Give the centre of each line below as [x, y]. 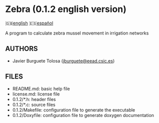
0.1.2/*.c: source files [34, 104]
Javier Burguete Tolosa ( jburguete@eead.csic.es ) [63, 60]
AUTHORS [22, 49]
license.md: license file [36, 94]
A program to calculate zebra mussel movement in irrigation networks [77, 33]
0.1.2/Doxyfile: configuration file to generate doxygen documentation [83, 115]
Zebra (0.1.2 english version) [66, 9]
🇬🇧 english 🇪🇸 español [29, 23]
